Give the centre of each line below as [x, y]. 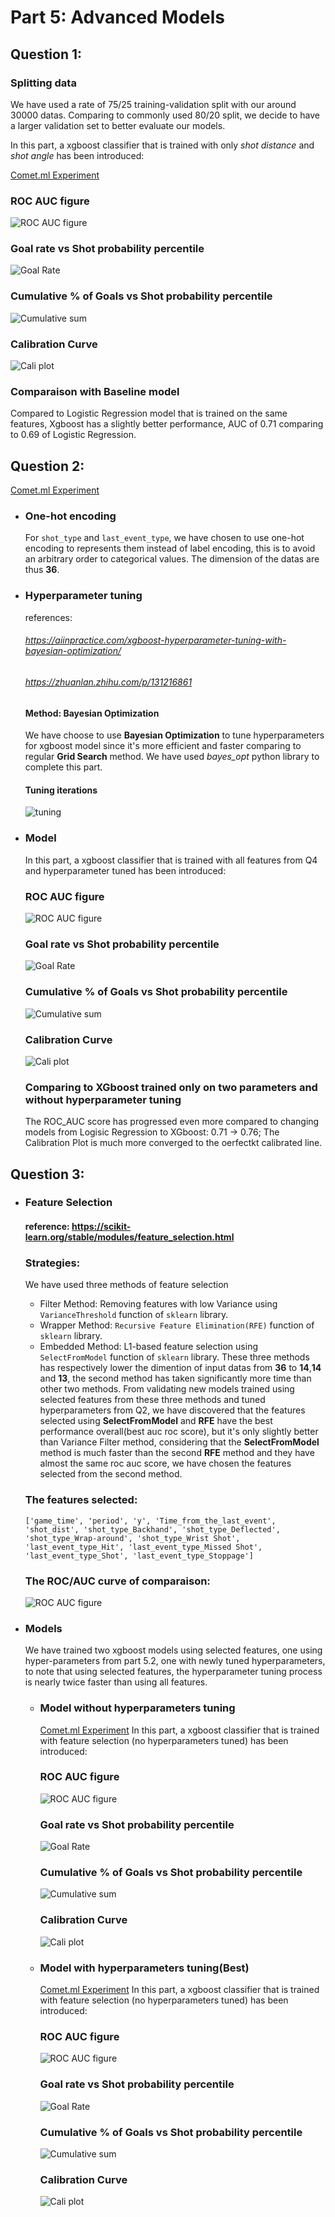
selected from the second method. [111, 1474]
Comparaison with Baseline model [95, 391]
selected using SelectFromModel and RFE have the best [156, 1421]
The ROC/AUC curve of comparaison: [117, 1581]
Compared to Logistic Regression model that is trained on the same [149, 413]
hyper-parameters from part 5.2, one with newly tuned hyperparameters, [175, 1661]
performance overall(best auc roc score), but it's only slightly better [179, 1432]
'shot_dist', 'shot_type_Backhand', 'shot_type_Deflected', [152, 1529]
